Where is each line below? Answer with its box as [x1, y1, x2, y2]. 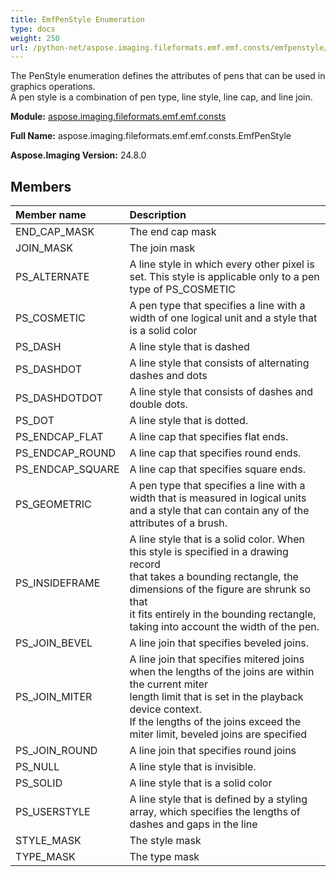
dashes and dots [129, 369, 208, 383]
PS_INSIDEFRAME [15, 576, 101, 590]
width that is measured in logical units [129, 491, 307, 505]
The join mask [129, 241, 196, 255]
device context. [129, 702, 202, 716]
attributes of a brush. [129, 516, 228, 530]
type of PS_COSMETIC [129, 282, 237, 296]
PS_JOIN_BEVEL [15, 636, 93, 650]
